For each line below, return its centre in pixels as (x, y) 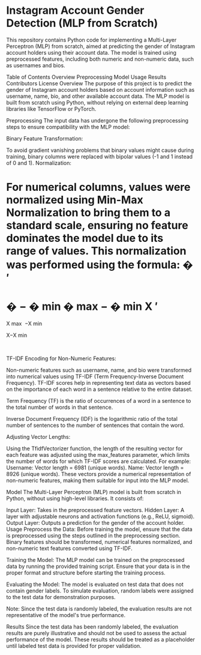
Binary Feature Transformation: (45, 138)
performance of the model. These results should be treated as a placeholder (100, 639)
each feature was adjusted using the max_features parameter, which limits (98, 455)
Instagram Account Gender (75, 11)
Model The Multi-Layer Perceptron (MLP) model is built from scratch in (94, 492)
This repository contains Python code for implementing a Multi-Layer (91, 40)
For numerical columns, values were (98, 187)
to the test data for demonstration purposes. (61, 597)
